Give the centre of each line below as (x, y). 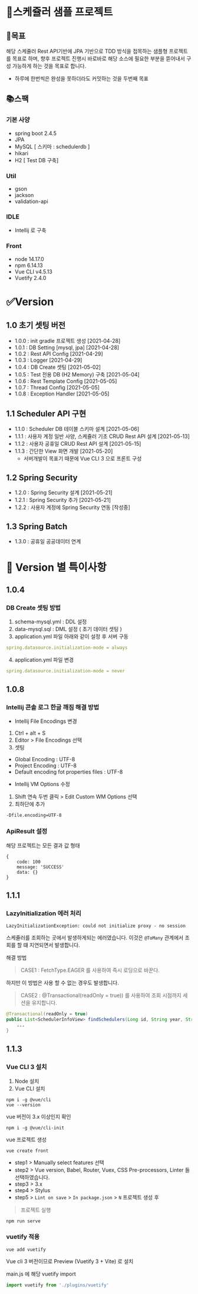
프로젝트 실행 (36, 1210)
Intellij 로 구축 (30, 230)
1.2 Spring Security (42, 477)
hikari (21, 153)
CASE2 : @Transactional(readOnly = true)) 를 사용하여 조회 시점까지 (101, 996)
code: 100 (29, 862)
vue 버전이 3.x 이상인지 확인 (39, 1116)
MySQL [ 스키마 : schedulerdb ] (52, 146)
